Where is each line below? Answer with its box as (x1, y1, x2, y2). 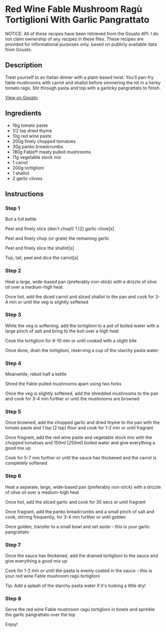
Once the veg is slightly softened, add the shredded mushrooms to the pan (5, 390, 159, 396)
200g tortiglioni (12, 165, 44, 171)
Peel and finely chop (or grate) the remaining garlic (5, 236, 110, 242)
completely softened (5, 460, 47, 466)
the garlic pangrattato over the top (5, 612, 76, 618)
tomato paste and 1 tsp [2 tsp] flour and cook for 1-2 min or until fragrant (5, 425, 154, 431)
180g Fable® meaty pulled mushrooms (12, 149, 91, 155)
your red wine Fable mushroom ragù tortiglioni (5, 573, 100, 579)
